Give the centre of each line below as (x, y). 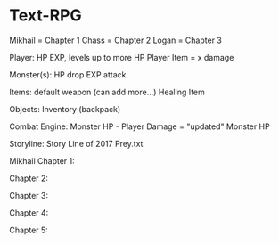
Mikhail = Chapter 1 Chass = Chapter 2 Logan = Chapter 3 (116, 40)
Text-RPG (45, 16)
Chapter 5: (29, 230)
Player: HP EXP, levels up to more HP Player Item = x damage (122, 57)
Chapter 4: (29, 212)
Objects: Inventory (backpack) (65, 109)
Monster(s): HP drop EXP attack (68, 74)
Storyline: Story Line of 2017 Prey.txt (76, 143)
